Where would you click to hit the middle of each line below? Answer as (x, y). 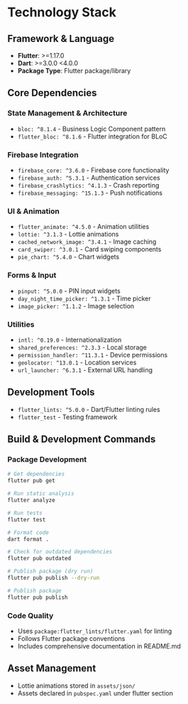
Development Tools (51, 392)
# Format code (28, 532)
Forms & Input (32, 276)
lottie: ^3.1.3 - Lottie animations (68, 234)
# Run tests (25, 513)
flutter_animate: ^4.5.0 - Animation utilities (83, 227)
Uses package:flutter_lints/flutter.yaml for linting (95, 631)
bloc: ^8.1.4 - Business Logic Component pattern (92, 129)
